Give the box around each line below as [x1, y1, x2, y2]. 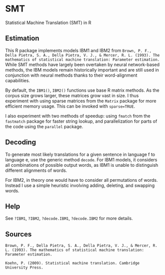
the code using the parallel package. [5, 123, 83, 129]
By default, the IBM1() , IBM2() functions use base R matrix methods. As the [5, 87, 159, 93]
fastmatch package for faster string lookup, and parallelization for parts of [5, 118, 157, 124]
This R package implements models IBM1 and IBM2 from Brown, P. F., [5, 47, 151, 53]
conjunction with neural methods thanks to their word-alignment [5, 72, 137, 78]
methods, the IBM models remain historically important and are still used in [5, 67, 159, 73]
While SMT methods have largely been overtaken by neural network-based [5, 61, 160, 68]
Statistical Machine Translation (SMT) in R [5, 20, 91, 26]
